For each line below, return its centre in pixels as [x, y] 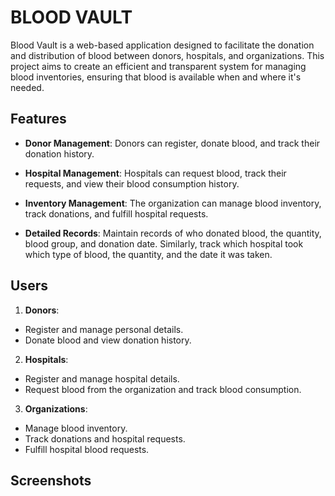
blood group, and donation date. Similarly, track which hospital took [164, 243]
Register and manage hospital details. [102, 378]
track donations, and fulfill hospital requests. [116, 213]
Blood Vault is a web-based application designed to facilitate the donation [162, 45]
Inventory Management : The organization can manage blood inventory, [173, 203]
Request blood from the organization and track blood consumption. [163, 389]
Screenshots [51, 480]
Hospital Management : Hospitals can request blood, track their [155, 173]
